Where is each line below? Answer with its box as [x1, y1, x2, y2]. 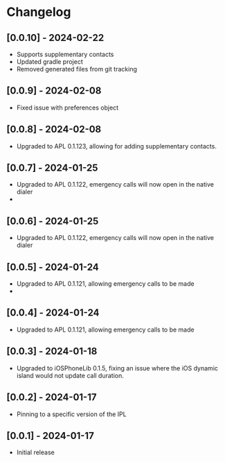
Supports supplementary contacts [16, 50, 114, 58]
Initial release [16, 448, 55, 456]
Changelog [6, 4, 71, 20]
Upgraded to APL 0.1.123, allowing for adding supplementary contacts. [16, 142, 217, 150]
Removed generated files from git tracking [16, 65, 138, 73]
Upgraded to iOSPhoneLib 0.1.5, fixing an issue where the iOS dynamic [16, 363, 219, 372]
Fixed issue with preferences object [16, 103, 119, 112]
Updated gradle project [16, 58, 84, 66]
